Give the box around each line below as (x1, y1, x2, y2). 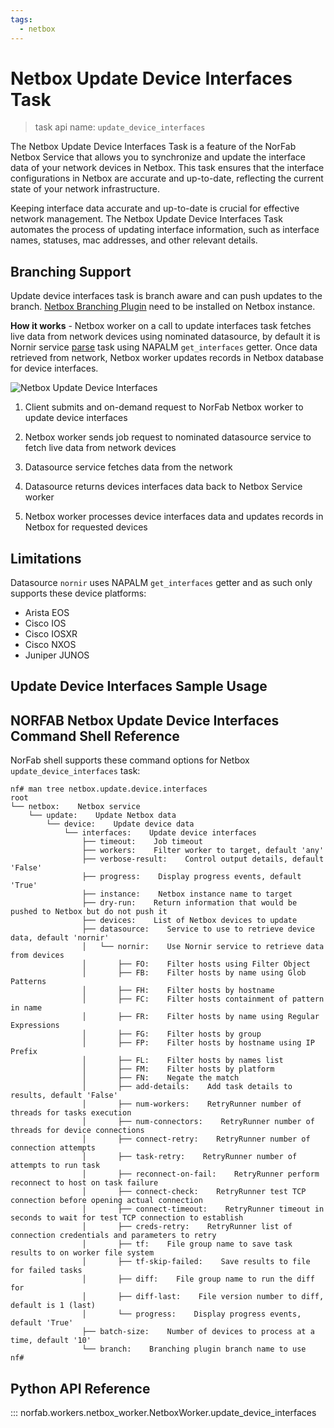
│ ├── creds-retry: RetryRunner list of (81, 1222, 293, 1232)
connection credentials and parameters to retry (10, 1231, 217, 1241)
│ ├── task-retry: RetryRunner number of (81, 1152, 298, 1162)
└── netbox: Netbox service (10, 802, 141, 812)
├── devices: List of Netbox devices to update (81, 916, 298, 926)
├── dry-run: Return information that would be (81, 898, 298, 908)
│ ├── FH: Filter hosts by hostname (81, 986, 275, 996)
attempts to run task (10, 1161, 101, 1171)
